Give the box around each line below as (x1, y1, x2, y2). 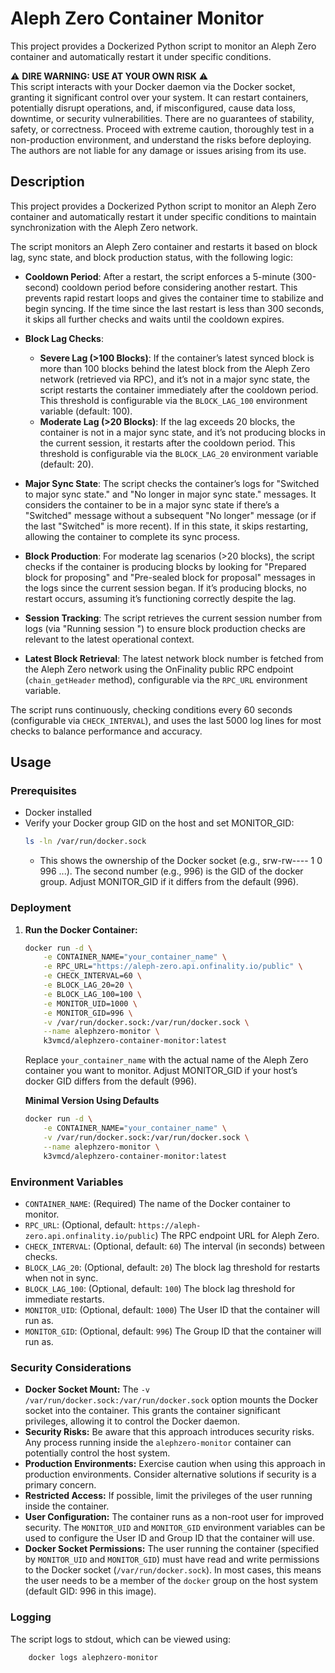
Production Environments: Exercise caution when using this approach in (24, 1458, 326, 1470)
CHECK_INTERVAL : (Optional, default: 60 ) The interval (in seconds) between (24, 1240, 326, 1252)
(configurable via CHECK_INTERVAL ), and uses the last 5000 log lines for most (10, 714, 322, 726)
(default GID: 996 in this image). (24, 1585, 157, 1597)
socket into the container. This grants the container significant (24, 1405, 281, 1417)
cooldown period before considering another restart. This (61, 281, 298, 293)
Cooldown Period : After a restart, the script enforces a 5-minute (24, 270, 291, 282)
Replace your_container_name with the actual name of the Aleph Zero (24, 1054, 309, 1066)
